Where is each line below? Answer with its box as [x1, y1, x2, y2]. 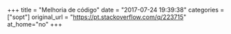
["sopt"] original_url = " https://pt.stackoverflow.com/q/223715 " [7, 13, 187, 21]
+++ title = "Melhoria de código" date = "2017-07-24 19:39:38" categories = [7, 6, 225, 14]
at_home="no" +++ [7, 20, 62, 28]
